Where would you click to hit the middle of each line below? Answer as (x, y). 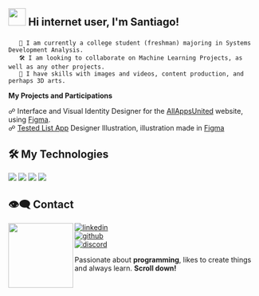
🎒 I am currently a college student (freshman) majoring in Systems (135, 43)
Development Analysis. (46, 50)
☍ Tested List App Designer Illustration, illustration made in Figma (116, 128)
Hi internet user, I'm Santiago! (103, 22)
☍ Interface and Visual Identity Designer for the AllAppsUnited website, (126, 111)
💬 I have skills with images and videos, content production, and (131, 74)
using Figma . (29, 119)
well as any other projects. (57, 67)
